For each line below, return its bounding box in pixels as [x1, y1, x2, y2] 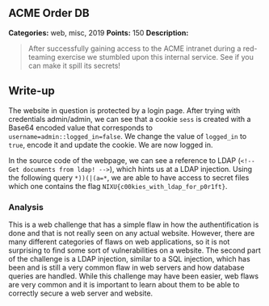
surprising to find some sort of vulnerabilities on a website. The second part [8, 245, 261, 255]
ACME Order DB [8, 6, 90, 20]
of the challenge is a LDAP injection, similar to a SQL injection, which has [8, 254, 250, 263]
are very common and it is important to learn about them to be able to [8, 279, 240, 289]
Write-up [8, 84, 55, 98]
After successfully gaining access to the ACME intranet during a [27, 44, 242, 53]
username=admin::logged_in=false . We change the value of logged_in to [8, 131, 247, 140]
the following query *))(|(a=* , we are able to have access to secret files [8, 173, 250, 182]
